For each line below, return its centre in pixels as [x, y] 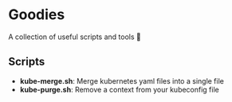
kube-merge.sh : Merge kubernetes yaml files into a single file [122, 80]
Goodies [37, 15]
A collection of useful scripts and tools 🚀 [75, 37]
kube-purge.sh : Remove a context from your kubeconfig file [119, 89]
